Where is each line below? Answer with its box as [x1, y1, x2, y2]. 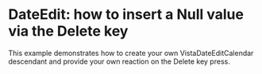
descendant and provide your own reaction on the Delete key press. [8, 57, 230, 66]
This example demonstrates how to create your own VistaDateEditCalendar [8, 48, 254, 57]
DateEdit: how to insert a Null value [8, 6, 245, 24]
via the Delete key [8, 22, 129, 40]
